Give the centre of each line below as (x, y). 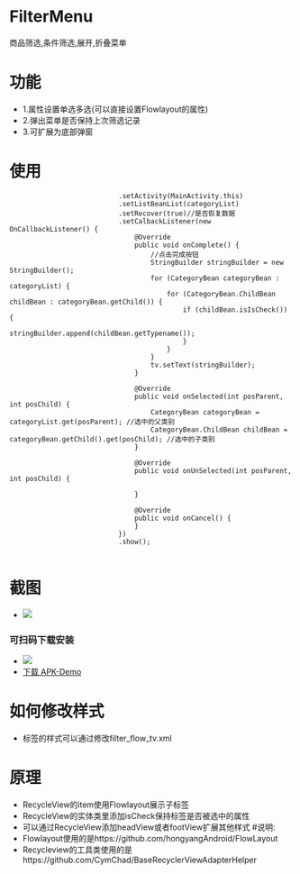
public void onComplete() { (187, 245)
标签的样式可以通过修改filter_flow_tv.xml (97, 738)
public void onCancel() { (182, 518)
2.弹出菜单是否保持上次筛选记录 (82, 120)
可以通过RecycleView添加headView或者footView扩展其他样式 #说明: (149, 827)
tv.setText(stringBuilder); (203, 365)
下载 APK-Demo (52, 672)
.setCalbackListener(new (165, 221)
